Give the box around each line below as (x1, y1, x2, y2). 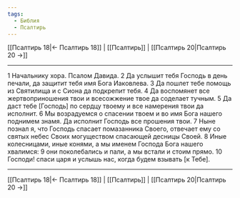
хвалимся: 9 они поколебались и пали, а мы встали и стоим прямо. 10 (7, 147, 223, 156)
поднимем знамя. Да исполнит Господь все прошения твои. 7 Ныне (7, 117, 216, 126)
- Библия (14, 17, 40, 24)
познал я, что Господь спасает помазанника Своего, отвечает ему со (7, 124, 221, 133)
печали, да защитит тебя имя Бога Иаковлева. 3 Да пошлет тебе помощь (7, 79, 231, 88)
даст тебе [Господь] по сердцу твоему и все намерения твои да (7, 102, 204, 111)
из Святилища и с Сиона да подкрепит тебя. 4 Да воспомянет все (7, 86, 211, 95)
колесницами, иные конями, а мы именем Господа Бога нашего (7, 140, 204, 149)
